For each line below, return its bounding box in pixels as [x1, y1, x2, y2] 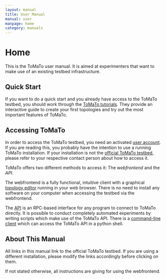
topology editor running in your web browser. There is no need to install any [5, 185, 160, 190]
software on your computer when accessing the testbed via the [5, 190, 135, 196]
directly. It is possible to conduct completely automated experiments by [5, 210, 151, 216]
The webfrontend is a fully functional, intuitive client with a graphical [5, 179, 145, 186]
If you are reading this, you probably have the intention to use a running [5, 144, 151, 150]
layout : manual [5, 7, 37, 12]
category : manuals [5, 26, 43, 31]
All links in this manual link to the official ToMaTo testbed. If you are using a [5, 248, 159, 254]
